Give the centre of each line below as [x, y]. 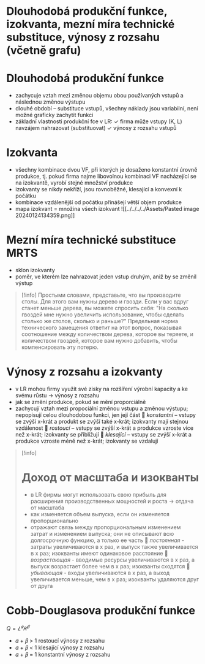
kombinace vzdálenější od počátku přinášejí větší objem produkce [99, 202]
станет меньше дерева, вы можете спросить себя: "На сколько [105, 308]
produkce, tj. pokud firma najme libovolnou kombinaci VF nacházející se [106, 177]
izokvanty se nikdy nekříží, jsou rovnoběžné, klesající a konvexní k [99, 189]
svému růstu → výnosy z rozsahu [57, 395]
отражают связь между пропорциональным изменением [106, 527]
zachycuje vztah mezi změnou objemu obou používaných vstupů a [99, 96]
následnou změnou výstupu [50, 102]
